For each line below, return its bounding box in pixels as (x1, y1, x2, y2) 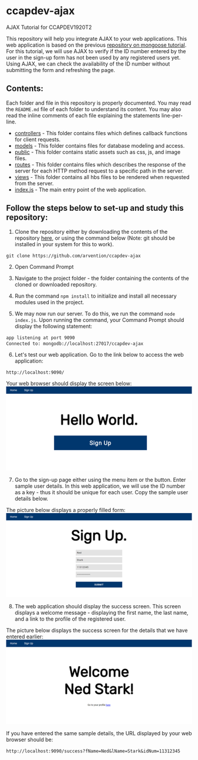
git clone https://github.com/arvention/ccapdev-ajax (6, 253, 141, 259)
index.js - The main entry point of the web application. (14, 186, 147, 193)
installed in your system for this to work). (14, 240, 114, 247)
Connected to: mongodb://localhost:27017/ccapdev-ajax (6, 341, 144, 347)
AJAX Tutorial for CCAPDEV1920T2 (6, 24, 93, 31)
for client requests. (14, 136, 61, 143)
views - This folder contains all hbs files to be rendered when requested (14, 173, 190, 181)
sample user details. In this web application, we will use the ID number (14, 482, 186, 490)
